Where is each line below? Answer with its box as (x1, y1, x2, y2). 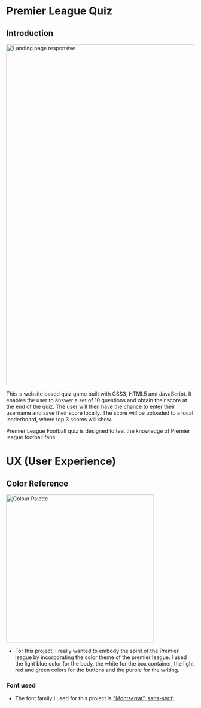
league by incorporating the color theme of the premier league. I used (14, 654, 187, 661)
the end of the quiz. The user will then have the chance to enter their (6, 403, 175, 410)
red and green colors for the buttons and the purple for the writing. (14, 666, 179, 673)
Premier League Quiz (6, 4, 112, 18)
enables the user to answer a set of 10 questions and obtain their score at (6, 397, 187, 403)
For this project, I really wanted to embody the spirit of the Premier (14, 648, 179, 654)
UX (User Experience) (6, 455, 117, 468)
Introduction (6, 28, 54, 38)
